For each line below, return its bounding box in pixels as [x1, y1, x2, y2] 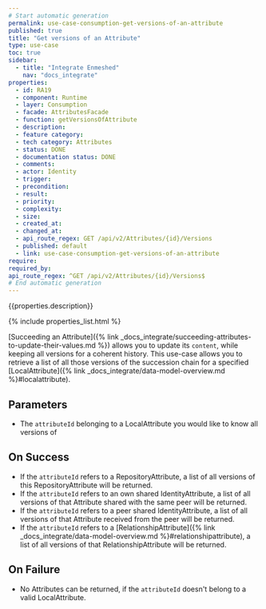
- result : [15, 189, 48, 198]
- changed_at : [15, 227, 62, 236]
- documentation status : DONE [15, 153, 116, 161]
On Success [8, 451, 69, 464]
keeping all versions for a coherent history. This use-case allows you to [8, 349, 243, 359]
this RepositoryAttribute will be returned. [19, 480, 153, 490]
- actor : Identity [15, 168, 77, 176]
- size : [15, 213, 42, 221]
